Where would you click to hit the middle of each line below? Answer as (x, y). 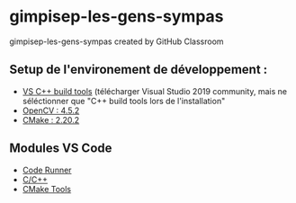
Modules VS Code (61, 149)
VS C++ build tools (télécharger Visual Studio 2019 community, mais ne (155, 91)
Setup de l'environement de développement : (139, 70)
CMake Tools (47, 189)
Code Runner (47, 170)
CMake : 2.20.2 (51, 119)
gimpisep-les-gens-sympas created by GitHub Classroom (117, 41)
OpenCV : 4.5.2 (51, 110)
